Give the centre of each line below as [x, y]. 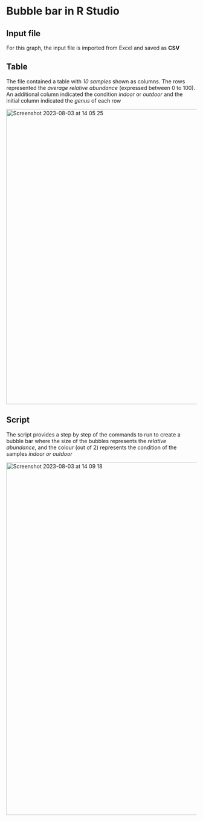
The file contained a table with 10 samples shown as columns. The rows [96, 81]
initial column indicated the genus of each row [64, 100]
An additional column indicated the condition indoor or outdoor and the [95, 94]
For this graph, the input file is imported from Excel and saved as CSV [93, 48]
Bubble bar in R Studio [63, 11]
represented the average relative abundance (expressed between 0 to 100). [101, 88]
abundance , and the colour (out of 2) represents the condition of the [92, 447]
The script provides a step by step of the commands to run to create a [93, 434]
